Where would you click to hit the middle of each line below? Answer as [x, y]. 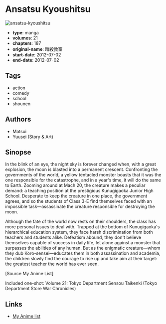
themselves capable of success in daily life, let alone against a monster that [83, 243]
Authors [18, 119]
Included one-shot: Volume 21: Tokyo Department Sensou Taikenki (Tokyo [81, 283]
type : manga [25, 32]
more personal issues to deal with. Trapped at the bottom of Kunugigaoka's [83, 227]
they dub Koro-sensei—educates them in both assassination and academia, [83, 253]
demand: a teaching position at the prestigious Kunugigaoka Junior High [79, 191]
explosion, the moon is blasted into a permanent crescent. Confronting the [82, 169]
